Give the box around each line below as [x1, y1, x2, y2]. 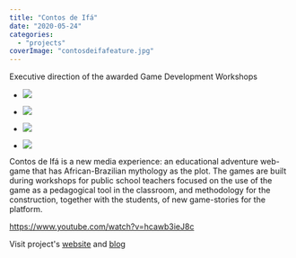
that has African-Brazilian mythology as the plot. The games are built [31, 165, 287, 176]
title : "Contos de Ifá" [9, 13, 99, 22]
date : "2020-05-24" [9, 22, 83, 31]
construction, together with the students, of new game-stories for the [9, 194, 266, 205]
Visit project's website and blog [9, 239, 126, 250]
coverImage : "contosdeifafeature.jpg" [9, 47, 154, 56]
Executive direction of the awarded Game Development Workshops [9, 71, 258, 82]
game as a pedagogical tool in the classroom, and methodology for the [9, 185, 271, 196]
